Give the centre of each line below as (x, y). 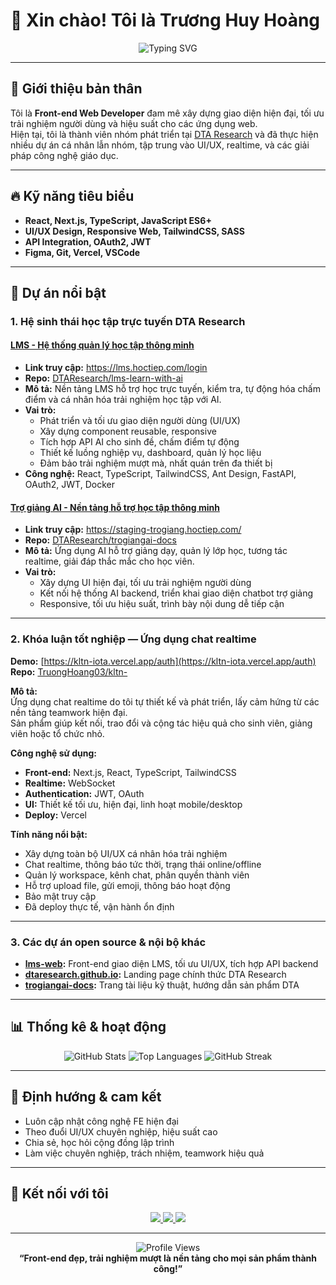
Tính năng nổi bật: (49, 834)
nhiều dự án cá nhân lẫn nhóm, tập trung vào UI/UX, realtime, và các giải (160, 145)
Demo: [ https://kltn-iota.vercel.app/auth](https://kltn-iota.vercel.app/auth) (163, 661)
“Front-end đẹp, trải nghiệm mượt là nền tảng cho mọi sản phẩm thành (168, 1258)
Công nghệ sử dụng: (53, 753)
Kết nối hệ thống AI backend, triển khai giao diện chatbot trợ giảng (176, 593)
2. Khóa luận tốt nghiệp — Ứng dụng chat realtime (133, 639)
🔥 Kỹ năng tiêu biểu (72, 196)
